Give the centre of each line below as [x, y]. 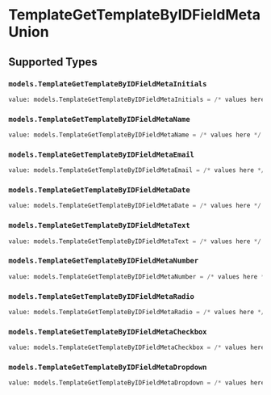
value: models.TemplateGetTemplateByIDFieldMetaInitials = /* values [128, 99]
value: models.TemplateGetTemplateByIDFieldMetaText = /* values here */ [135, 241]
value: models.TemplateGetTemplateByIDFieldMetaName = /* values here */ [135, 135]
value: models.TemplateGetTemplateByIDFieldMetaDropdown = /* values [128, 383]
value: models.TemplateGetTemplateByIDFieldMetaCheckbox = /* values [128, 348]
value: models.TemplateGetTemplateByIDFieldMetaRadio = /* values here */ [137, 312]
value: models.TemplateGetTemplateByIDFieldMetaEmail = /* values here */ [137, 170]
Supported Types [53, 62]
